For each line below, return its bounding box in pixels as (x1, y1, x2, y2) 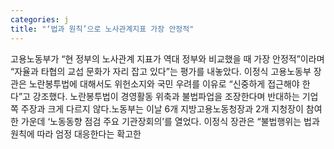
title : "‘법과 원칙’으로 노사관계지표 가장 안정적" (10, 24, 195, 34)
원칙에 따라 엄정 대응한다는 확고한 (10, 127, 142, 140)
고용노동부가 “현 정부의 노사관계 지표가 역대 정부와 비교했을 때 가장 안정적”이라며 (10, 52, 325, 65)
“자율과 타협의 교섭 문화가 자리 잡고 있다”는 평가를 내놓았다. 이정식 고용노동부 (10, 65, 312, 77)
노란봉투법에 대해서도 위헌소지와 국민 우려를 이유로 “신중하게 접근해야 (28, 77, 300, 90)
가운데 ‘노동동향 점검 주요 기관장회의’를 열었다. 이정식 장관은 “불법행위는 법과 (20, 115, 320, 127)
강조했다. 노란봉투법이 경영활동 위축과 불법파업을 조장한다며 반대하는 (32, 90, 300, 102)
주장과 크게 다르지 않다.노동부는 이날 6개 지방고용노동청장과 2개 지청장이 (20, 102, 304, 115)
